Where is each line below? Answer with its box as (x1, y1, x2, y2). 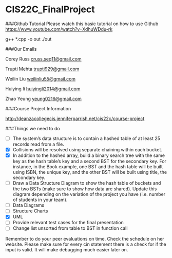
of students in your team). (12, 196, 68, 203)
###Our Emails (5, 46, 37, 52)
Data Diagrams (12, 202, 45, 208)
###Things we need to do (5, 125, 60, 131)
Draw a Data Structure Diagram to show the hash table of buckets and (12, 180, 161, 186)
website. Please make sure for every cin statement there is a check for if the (5, 241, 166, 247)
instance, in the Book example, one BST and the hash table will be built (12, 164, 163, 170)
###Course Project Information (5, 105, 71, 111)
